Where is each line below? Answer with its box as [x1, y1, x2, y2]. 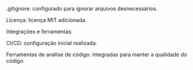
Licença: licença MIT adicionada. [6, 17, 87, 23]
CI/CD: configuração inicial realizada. [6, 40, 97, 46]
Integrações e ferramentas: [6, 28, 73, 35]
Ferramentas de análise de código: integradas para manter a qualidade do [6, 51, 187, 58]
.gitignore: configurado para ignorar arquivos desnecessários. [6, 5, 158, 12]
